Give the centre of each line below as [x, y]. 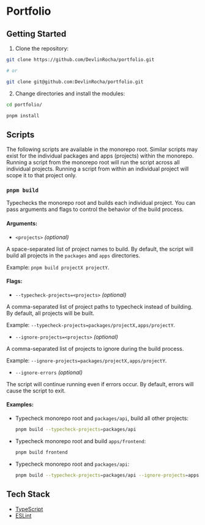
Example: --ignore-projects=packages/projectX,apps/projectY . [87, 360]
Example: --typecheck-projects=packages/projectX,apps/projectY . [91, 325]
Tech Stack [28, 494]
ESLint [23, 515]
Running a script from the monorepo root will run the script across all [93, 163]
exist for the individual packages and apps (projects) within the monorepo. [100, 156]
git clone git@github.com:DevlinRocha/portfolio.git [75, 82]
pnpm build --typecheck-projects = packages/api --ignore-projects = [102, 475]
